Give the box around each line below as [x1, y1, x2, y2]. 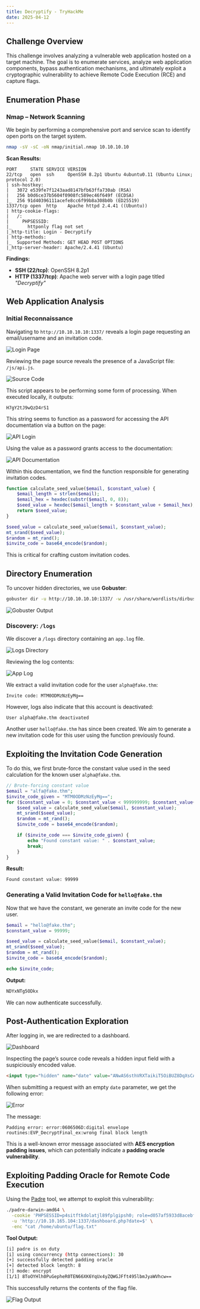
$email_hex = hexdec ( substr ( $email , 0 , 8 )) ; [17, 497, 129, 502]
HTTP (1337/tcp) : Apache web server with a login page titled [14, 272, 165, 280]
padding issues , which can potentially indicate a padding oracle [6, 1147, 165, 1154]
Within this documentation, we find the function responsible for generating [6, 467, 189, 474]
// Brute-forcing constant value [6, 783, 89, 789]
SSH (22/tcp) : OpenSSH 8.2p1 [14, 266, 89, 274]
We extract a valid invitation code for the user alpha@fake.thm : [6, 681, 158, 688]
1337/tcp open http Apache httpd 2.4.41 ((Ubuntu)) [6, 203, 148, 209]
